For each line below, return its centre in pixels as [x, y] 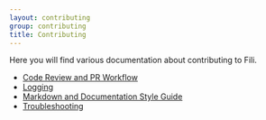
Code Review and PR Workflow [80, 78]
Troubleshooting [53, 106]
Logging [38, 88]
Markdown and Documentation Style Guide [102, 97]
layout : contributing [50, 18]
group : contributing [48, 26]
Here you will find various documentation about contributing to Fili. [133, 60]
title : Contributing [48, 34]
